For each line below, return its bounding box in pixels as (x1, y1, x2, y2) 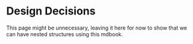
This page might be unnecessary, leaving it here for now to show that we (6, 24, 188, 31)
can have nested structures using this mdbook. (6, 30, 124, 37)
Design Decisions (6, 4, 96, 18)
